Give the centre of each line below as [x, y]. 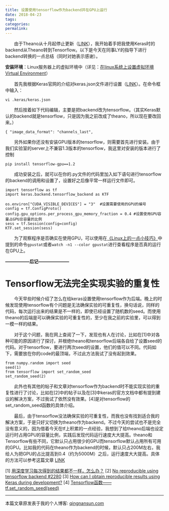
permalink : [17, 29]
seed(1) [13, 368]
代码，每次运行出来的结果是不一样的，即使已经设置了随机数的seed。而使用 [83, 311]
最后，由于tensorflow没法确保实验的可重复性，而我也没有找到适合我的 [87, 416]
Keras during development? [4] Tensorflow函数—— [58, 483]
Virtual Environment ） [28, 73]
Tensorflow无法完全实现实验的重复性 [82, 284]
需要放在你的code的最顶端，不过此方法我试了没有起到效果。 [76, 354]
